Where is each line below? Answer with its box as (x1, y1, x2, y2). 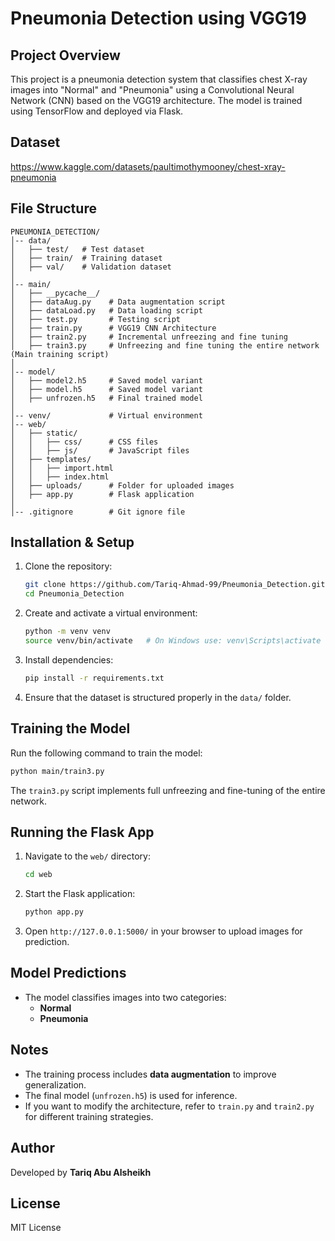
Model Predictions (10, 965, 127, 982)
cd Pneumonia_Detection (24, 589, 125, 599)
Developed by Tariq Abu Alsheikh (10, 1166, 152, 1178)
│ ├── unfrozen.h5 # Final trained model (10, 393, 203, 403)
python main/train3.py (10, 766, 105, 776)
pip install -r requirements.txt (24, 673, 165, 683)
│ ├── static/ (10, 428, 78, 438)
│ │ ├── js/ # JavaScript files (10, 445, 190, 456)
